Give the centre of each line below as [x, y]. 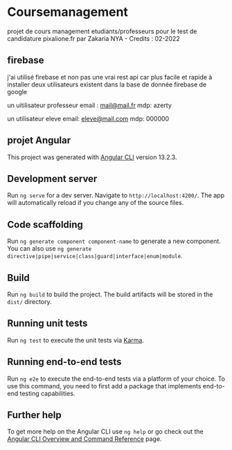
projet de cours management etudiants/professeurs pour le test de [102, 31]
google [17, 91]
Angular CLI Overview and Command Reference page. [84, 439]
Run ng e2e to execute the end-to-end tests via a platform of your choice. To [116, 379]
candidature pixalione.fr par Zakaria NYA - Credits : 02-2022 [93, 38]
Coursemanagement [68, 12]
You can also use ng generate [50, 249]
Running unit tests [47, 324]
